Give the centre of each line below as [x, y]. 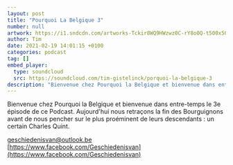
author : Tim [24, 40]
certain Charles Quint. [38, 126]
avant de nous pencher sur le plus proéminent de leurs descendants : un [111, 119]
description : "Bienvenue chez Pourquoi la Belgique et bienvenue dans [111, 85]
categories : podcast [37, 53]
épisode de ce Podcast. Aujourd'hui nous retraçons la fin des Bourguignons [115, 112]
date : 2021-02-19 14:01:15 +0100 [55, 46]
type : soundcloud [38, 71]
